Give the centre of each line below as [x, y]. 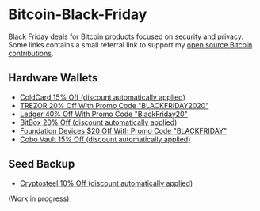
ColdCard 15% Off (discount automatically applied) [103, 97]
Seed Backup [42, 164]
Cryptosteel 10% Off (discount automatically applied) [106, 183]
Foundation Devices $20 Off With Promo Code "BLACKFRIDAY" [123, 130]
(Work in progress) [39, 198]
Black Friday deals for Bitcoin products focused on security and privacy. [126, 36]
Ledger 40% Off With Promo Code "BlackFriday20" [103, 114]
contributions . [31, 53]
